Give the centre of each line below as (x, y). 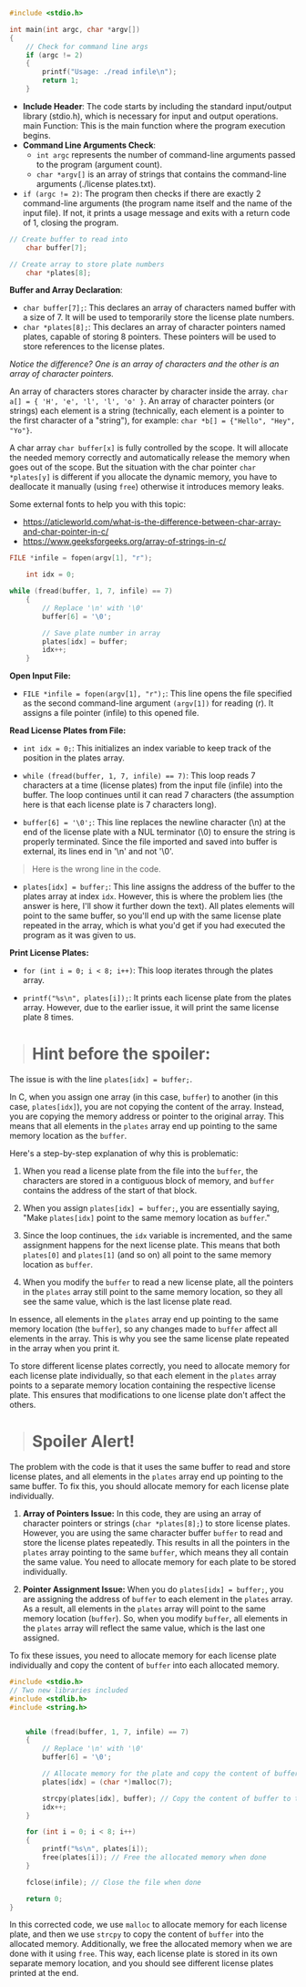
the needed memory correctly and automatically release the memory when (150, 458)
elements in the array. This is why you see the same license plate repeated (149, 1339)
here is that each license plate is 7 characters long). (119, 805)
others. (23, 1405)
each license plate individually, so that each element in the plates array (143, 1376)
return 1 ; (61, 81)
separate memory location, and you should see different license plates (142, 1963)
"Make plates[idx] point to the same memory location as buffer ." (146, 1218)
